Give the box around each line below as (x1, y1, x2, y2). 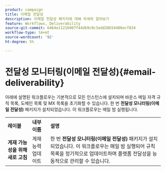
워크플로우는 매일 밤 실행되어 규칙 (81, 142, 156, 149)
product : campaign (5, 7, 43, 12)
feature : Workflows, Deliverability (5, 21, 81, 26)
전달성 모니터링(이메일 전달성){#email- (5, 66, 156, 77)
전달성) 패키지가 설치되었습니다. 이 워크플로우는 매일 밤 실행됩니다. (10, 106, 138, 112)
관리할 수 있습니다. (70, 157, 111, 164)
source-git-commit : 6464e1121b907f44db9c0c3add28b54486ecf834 (5, 26, 136, 31)
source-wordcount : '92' (5, 35, 54, 40)
